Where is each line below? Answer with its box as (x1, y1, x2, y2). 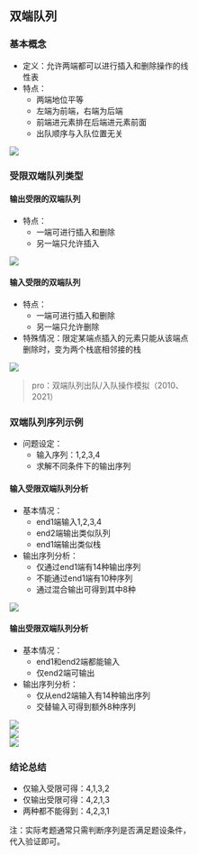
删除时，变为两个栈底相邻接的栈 (22, 344, 141, 355)
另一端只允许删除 (36, 321, 100, 333)
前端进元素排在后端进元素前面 (36, 116, 148, 127)
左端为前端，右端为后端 (36, 105, 123, 116)
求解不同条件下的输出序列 (36, 461, 131, 472)
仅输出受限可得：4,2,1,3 (22, 795, 110, 805)
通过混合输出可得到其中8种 (36, 584, 137, 594)
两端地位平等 (36, 94, 85, 105)
